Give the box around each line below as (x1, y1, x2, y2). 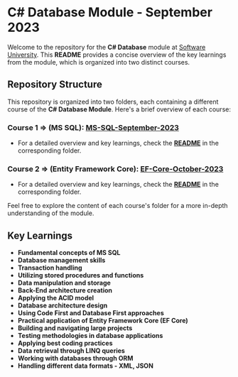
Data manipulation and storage (17, 278, 112, 288)
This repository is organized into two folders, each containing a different (7, 97, 219, 106)
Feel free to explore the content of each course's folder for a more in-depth (7, 202, 229, 210)
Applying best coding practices (17, 339, 113, 348)
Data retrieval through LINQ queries (17, 346, 126, 355)
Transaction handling (17, 263, 82, 272)
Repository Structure (7, 79, 103, 91)
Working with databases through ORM (17, 354, 134, 363)
